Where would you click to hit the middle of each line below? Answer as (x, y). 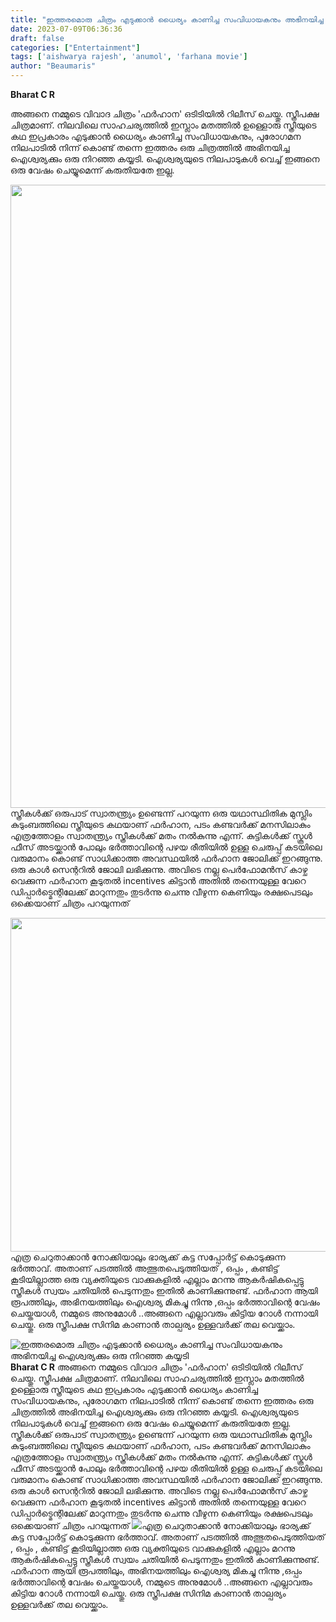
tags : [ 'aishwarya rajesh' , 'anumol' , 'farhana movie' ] (129, 57)
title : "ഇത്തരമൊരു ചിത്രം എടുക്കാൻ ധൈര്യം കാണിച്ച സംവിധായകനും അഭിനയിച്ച (167, 19)
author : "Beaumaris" (53, 66)
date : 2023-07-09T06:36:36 (66, 29)
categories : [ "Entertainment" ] (75, 47)
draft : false (37, 38)
